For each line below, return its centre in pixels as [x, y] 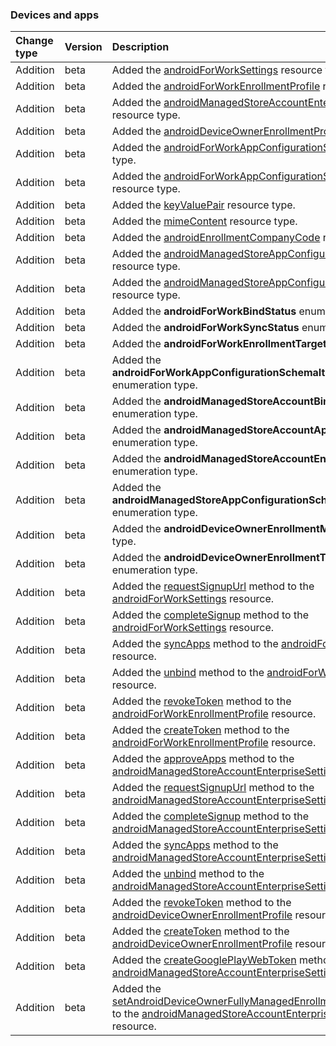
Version [83, 47]
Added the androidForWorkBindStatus [204, 311]
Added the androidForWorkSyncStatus [205, 328]
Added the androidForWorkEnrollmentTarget [219, 344]
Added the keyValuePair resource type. [203, 205]
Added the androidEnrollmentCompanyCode [216, 238]
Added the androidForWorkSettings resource [217, 70]
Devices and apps [55, 15]
